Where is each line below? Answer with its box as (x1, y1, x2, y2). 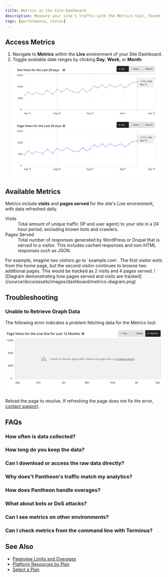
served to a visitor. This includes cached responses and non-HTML (17, 242, 156, 248)
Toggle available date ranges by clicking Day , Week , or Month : (12, 57, 142, 63)
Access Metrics (5, 38, 55, 46)
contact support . (5, 404, 40, 410)
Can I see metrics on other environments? (5, 514, 109, 521)
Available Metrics (5, 187, 61, 196)
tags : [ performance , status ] (5, 19, 66, 24)
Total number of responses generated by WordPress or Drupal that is (17, 237, 160, 243)
